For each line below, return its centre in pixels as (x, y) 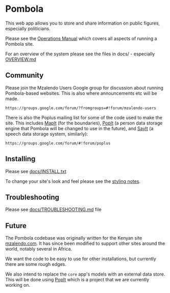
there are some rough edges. (36, 264)
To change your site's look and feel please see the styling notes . (73, 181)
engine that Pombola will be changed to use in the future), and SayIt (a (79, 128)
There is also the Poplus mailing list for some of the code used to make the (84, 117)
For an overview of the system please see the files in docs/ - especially (80, 54)
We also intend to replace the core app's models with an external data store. (85, 274)
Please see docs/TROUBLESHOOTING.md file (53, 210)
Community (25, 76)
